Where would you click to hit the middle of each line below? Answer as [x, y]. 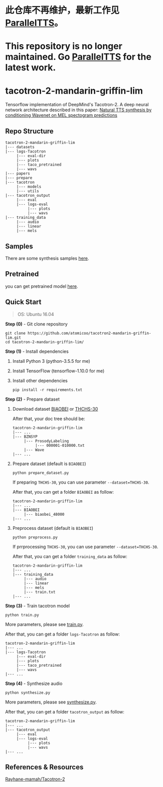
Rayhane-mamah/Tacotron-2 [35, 779]
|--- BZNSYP [25, 437]
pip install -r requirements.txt [47, 390]
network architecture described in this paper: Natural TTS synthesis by [78, 110]
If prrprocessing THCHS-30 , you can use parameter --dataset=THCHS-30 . [85, 546]
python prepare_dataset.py [41, 473]
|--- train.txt [40, 592]
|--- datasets [20, 147]
